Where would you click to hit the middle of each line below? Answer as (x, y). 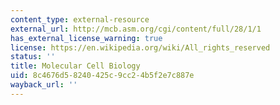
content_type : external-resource (80, 19)
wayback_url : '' (44, 85)
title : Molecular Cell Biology (75, 66)
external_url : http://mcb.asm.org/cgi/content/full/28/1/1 (136, 29)
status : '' (33, 57)
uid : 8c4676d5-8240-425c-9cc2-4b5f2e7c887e (102, 76)
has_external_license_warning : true (86, 38)
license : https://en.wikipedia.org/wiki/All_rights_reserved (140, 47)
